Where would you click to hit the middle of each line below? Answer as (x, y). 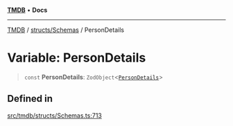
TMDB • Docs (27, 10)
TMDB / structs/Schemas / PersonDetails (66, 30)
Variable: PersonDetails (77, 58)
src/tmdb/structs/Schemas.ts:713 (54, 115)
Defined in (30, 99)
